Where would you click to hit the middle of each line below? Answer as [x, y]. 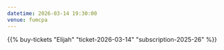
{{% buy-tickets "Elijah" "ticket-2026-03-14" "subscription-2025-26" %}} [112, 39]
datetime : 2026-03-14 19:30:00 [52, 13]
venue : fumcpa [28, 20]
